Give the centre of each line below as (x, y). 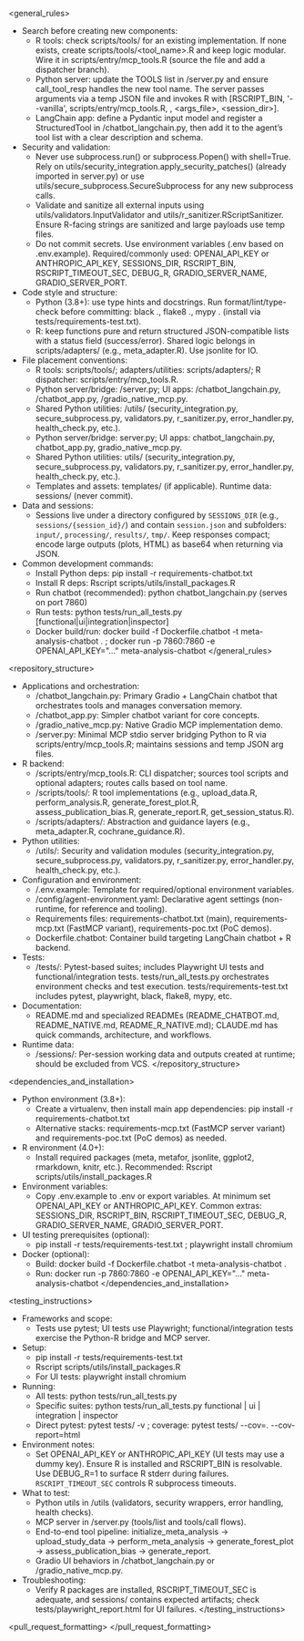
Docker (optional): (56, 1254)
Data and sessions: (57, 506)
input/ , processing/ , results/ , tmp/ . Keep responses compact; (152, 534)
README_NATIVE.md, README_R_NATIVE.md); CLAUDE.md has (157, 1025)
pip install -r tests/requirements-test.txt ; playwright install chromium (164, 1244)
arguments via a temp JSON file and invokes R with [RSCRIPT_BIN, (160, 98)
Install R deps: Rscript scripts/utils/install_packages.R (135, 583)
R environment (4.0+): (63, 1147)
